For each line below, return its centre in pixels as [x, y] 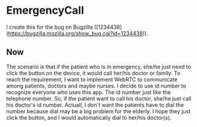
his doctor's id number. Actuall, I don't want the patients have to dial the [95, 105]
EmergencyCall [45, 10]
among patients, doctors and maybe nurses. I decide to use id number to [96, 86]
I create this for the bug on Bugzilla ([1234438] [64, 27]
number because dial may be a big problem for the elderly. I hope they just [98, 111]
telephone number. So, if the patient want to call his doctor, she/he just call [99, 98]
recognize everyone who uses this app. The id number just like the [89, 92]
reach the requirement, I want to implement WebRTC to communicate [92, 79]
